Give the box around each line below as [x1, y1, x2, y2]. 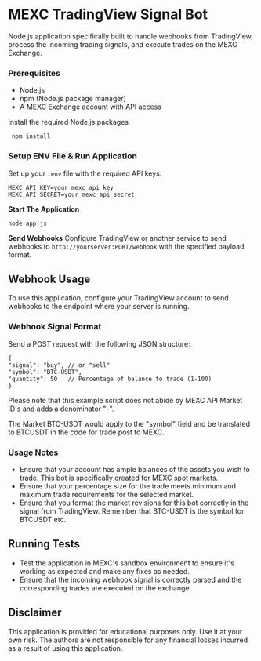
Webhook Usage [8, 272, 91, 285]
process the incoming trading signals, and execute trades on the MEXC [8, 39, 237, 49]
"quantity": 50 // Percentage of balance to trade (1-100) [8, 375, 212, 383]
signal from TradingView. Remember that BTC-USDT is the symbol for [19, 506, 245, 515]
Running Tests [8, 537, 80, 550]
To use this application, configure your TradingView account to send [8, 293, 229, 303]
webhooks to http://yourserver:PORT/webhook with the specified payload [8, 242, 245, 251]
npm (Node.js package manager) [19, 94, 127, 104]
